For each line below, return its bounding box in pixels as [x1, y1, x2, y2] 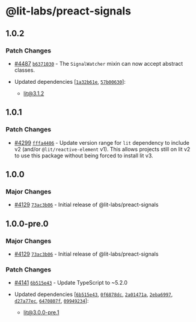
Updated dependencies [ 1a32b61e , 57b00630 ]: [14, 78, 126, 85]
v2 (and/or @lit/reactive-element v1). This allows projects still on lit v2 [14, 145, 191, 153]
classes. [14, 66, 35, 74]
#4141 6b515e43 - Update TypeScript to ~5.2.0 [14, 279, 127, 286]
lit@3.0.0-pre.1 [23, 309, 60, 316]
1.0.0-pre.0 [5, 218, 49, 229]
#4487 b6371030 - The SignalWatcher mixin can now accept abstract [14, 60, 183, 67]
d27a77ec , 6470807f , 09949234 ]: [14, 297, 89, 305]
